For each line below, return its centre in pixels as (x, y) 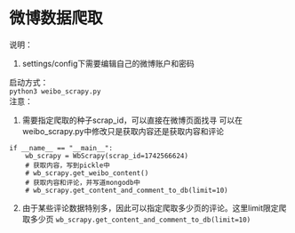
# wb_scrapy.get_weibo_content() (87, 173)
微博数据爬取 (56, 18)
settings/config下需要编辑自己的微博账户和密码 (108, 63)
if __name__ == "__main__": (61, 148)
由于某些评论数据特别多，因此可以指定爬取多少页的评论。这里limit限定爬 (154, 208)
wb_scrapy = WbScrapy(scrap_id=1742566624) (107, 156)
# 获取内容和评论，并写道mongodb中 (83, 182)
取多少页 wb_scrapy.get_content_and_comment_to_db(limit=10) (136, 219)
